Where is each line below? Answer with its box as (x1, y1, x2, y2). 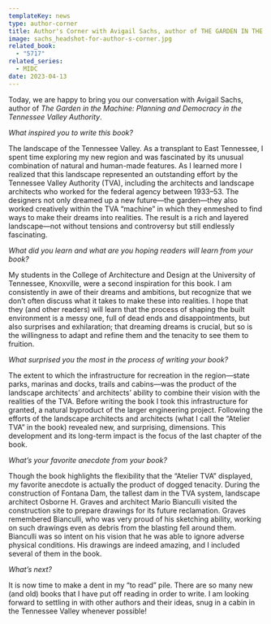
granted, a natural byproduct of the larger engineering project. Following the (8, 405, 264, 414)
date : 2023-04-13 (8, 72, 67, 80)
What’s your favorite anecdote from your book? (8, 455, 168, 465)
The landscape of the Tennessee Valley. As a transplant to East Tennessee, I (8, 143, 264, 153)
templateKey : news (8, 11, 71, 20)
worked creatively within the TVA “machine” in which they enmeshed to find (8, 204, 262, 214)
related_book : (8, 42, 57, 50)
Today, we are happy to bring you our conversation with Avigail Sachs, (8, 94, 243, 104)
